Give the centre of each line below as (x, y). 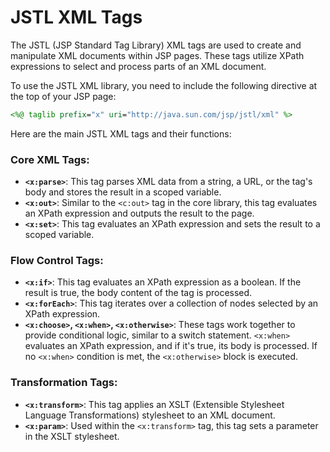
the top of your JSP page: (63, 96)
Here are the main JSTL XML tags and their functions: (121, 133)
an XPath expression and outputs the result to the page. (139, 213)
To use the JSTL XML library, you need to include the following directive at (164, 85)
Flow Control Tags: (57, 261)
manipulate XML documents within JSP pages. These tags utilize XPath (157, 55)
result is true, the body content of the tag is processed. (138, 293)
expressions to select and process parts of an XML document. (138, 66)
